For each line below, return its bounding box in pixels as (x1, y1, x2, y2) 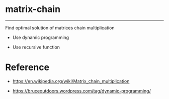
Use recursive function (12, 44, 60, 50)
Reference (5, 61, 49, 73)
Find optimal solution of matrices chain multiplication (5, 24, 115, 30)
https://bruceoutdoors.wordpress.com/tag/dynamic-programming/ (12, 87, 151, 93)
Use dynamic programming (12, 34, 69, 40)
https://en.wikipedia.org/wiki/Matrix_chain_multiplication (12, 78, 130, 84)
